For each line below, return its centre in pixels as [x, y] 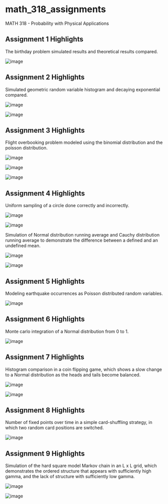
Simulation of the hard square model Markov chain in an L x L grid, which [81, 466]
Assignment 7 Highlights [45, 357]
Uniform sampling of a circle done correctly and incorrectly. [67, 206]
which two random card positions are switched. [55, 428]
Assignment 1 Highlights [44, 39]
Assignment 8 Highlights [45, 411]
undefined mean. [23, 246]
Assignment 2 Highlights [45, 77]
